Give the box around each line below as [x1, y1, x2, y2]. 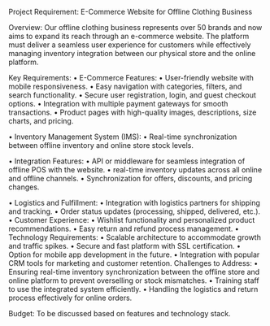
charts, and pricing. [8, 116, 74, 125]
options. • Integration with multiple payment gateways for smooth [8, 99, 229, 108]
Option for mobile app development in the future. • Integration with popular [8, 250, 260, 259]
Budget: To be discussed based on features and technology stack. [8, 309, 231, 318]
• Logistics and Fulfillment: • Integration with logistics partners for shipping [8, 198, 260, 207]
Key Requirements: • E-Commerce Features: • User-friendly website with [8, 73, 255, 82]
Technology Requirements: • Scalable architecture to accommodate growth [8, 233, 262, 242]
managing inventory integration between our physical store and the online [8, 49, 256, 58]
